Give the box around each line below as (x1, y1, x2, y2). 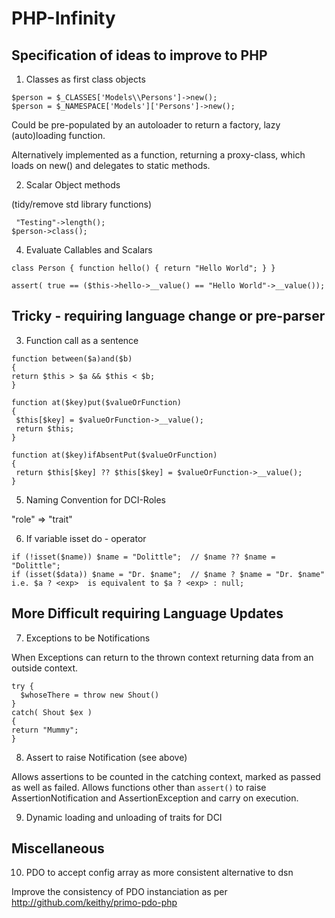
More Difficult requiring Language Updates (11, 605, 284, 622)
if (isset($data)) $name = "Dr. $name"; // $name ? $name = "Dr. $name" (11, 569, 326, 579)
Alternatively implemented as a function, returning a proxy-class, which (11, 149, 306, 161)
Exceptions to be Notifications (25, 632, 151, 644)
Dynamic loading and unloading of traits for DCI (25, 811, 223, 823)
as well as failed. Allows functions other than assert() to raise (11, 781, 267, 793)
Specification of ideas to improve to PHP (11, 47, 268, 64)
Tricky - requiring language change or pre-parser (11, 308, 326, 325)
